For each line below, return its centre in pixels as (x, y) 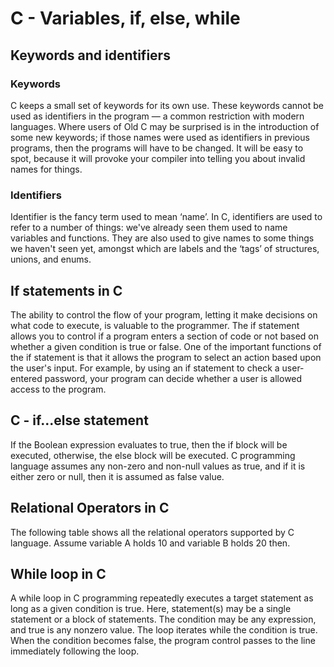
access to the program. (58, 389)
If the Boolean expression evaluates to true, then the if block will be (149, 444)
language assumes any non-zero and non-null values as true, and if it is (158, 466)
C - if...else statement (79, 420)
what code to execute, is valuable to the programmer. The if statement (155, 325)
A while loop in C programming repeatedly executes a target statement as (162, 598)
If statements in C (66, 290)
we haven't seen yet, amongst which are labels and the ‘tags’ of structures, (165, 249)
